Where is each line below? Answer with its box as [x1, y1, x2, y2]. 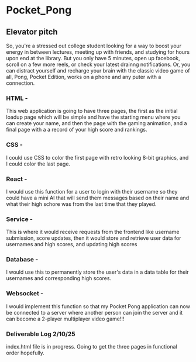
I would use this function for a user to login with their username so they [6, 188, 178, 195]
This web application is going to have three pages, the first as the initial [6, 108, 178, 115]
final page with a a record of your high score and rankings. [6, 126, 147, 133]
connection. [6, 80, 35, 87]
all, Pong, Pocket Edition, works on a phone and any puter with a [6, 74, 161, 80]
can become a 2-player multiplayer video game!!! [6, 315, 125, 322]
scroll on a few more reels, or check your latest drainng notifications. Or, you [6, 61, 191, 68]
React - [6, 175, 27, 183]
